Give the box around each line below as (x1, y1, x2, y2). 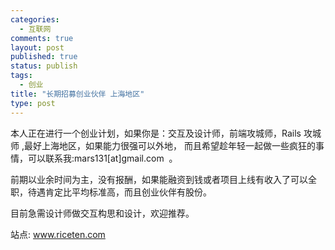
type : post (10, 98, 56, 108)
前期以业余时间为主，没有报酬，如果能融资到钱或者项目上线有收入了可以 (10, 173, 308, 185)
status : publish (10, 61, 78, 71)
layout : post (10, 42, 65, 53)
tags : (10, 71, 33, 81)
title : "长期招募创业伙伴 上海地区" (10, 89, 145, 99)
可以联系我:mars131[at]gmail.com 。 (27, 152, 178, 164)
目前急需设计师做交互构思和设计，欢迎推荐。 (10, 207, 195, 219)
